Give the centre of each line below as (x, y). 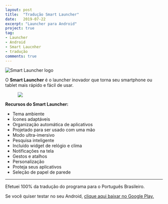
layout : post (19, 10)
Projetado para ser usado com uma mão (54, 130)
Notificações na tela (33, 151)
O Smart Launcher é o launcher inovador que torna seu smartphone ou (79, 80)
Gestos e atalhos (30, 156)
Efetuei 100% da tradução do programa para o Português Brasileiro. (75, 187)
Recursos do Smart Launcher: (37, 104)
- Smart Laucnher (23, 47)
